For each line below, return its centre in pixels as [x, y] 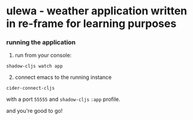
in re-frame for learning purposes [91, 24]
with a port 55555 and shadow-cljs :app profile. [64, 99]
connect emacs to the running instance [63, 77]
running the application [41, 42]
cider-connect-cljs [31, 88]
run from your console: [43, 56]
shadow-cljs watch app [34, 66]
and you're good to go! [34, 111]
